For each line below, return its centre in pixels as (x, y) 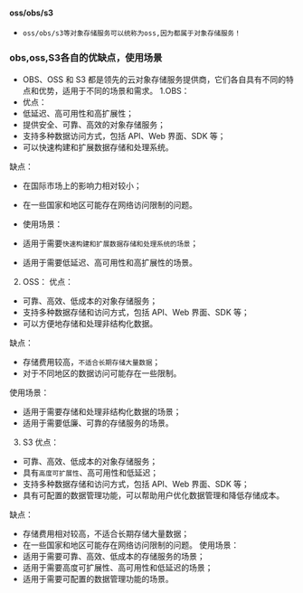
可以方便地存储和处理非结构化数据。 (90, 323)
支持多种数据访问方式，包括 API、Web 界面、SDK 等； (124, 136)
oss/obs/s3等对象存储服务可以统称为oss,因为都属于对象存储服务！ (132, 33)
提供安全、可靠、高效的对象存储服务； (94, 124)
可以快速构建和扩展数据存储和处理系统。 (98, 147)
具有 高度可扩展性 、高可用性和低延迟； (90, 472)
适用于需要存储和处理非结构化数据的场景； (102, 411)
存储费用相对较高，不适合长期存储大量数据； (106, 533)
